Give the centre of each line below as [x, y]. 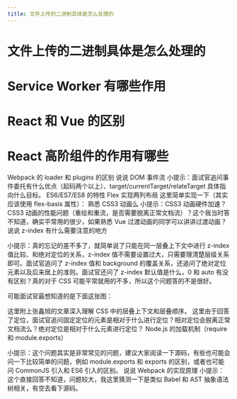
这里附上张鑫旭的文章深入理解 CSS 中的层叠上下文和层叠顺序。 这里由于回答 [118, 311]
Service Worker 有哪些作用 [87, 86]
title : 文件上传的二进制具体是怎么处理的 [61, 14]
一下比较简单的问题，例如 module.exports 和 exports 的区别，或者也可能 [119, 361]
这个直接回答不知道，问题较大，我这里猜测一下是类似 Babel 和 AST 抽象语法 [118, 379]
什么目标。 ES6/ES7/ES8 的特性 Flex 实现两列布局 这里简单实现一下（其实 [121, 195]
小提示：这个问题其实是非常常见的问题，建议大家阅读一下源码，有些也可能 [116, 353]
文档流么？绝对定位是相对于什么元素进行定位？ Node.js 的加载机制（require [117, 329]
